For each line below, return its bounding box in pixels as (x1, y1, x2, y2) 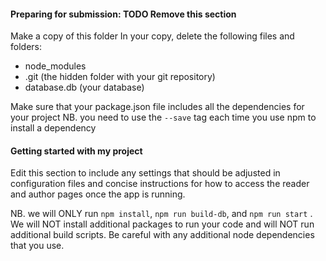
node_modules (24, 60, 87, 72)
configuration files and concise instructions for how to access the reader (10, 178, 310, 190)
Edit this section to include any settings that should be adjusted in (10, 167, 281, 179)
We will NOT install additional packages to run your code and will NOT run (10, 218, 315, 230)
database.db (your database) (24, 81, 145, 94)
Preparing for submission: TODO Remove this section (10, 8, 237, 20)
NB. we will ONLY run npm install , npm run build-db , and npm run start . (10, 208, 313, 220)
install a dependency (10, 122, 97, 134)
